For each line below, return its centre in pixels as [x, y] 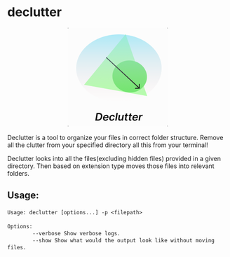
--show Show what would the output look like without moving [124, 240]
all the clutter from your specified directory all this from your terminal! [108, 145]
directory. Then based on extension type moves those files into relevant [111, 166]
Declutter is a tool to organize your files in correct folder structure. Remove [115, 137]
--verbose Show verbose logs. [76, 233]
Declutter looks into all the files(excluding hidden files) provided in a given [114, 158]
